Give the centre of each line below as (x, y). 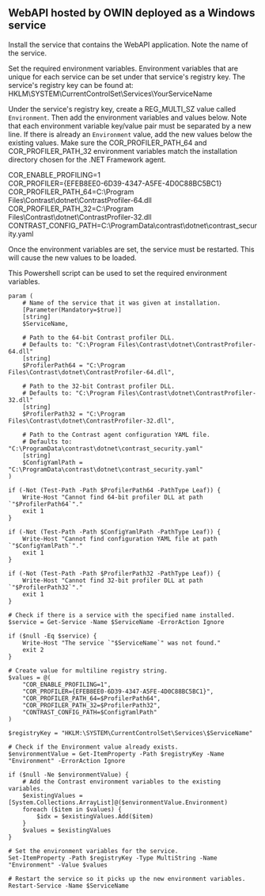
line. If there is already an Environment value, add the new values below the (131, 134)
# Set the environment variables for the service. (93, 851)
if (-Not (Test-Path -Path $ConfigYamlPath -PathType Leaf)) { (115, 532)
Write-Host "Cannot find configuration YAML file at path (120, 538)
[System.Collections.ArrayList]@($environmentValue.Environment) (118, 802)
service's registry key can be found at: (71, 85)
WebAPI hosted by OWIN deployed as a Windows (132, 13)
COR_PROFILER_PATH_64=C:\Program (71, 191)
